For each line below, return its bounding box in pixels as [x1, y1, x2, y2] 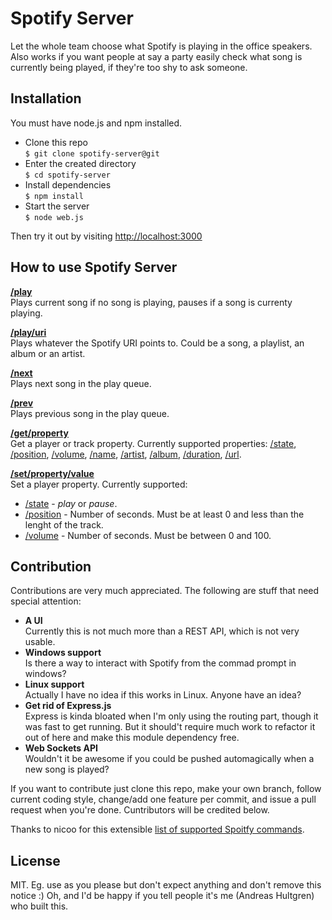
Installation [10, 90, 82, 107]
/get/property [10, 427, 69, 439]
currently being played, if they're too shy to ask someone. [10, 61, 248, 73]
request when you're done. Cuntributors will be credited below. [10, 804, 270, 816]
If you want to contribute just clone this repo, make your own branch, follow [10, 783, 322, 795]
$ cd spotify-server [24, 170, 111, 180]
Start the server [24, 200, 90, 212]
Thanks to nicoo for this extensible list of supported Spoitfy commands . [10, 823, 305, 836]
